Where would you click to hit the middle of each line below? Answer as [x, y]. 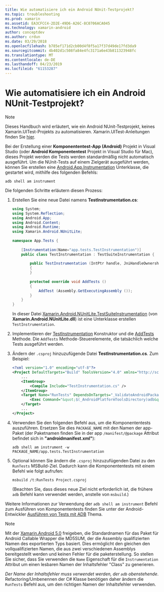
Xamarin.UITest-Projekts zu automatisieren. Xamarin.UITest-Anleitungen [77, 131]
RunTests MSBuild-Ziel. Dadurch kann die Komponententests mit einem [83, 466]
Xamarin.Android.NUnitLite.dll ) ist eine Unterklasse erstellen [74, 319]
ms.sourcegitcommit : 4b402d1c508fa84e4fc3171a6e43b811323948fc [71, 50]
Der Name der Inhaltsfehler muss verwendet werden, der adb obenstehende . [82, 574]
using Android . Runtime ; [36, 227]
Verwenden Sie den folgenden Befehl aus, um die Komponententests [81, 423]
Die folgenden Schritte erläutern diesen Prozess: [54, 190]
